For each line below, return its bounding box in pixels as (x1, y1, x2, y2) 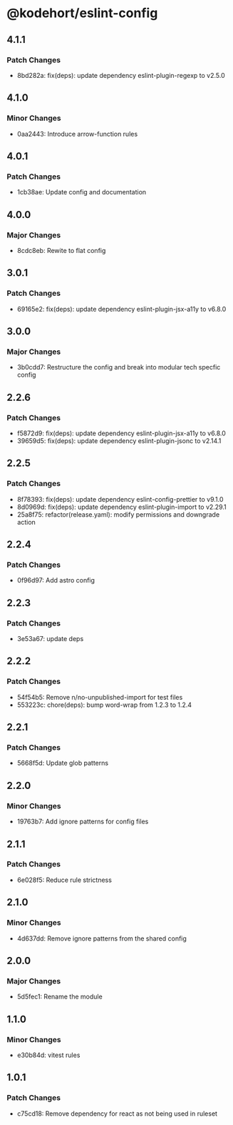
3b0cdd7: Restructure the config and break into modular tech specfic (16, 363, 221, 372)
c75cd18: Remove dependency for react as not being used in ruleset (16, 1109, 218, 1118)
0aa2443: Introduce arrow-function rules (16, 129, 138, 138)
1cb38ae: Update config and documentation (16, 188, 147, 197)
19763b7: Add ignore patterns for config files (16, 817, 149, 826)
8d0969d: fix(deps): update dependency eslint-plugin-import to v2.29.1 (16, 502, 227, 511)
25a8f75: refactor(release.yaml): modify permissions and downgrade (16, 510, 220, 519)
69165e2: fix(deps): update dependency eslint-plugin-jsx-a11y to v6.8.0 (16, 304, 227, 313)
